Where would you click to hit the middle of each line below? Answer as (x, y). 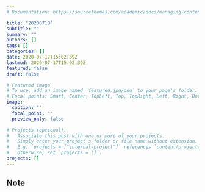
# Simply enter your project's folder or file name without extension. (102, 141)
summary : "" (21, 34)
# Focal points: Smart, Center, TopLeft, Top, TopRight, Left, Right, (98, 96)
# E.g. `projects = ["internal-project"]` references (79, 147)
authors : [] (21, 40)
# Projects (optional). (37, 130)
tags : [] (17, 46)
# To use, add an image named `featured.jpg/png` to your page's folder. (102, 91)
